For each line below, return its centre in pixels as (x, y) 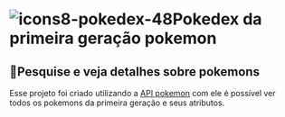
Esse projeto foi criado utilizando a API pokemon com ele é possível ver (142, 93)
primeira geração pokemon (113, 38)
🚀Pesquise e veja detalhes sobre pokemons (135, 72)
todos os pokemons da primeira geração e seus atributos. (117, 103)
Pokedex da (217, 19)
